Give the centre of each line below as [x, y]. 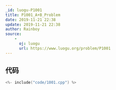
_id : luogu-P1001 [24, 10]
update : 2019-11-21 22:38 [33, 24]
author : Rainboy [22, 29]
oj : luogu [29, 44]
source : [14, 34]
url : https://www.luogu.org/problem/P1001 [65, 48]
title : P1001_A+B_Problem [33, 15]
